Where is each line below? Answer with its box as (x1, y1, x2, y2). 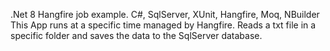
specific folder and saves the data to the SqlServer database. (10, 30, 263, 41)
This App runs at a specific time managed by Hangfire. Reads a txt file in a (10, 19, 317, 31)
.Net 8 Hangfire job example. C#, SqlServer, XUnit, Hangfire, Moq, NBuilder (10, 9, 320, 20)
